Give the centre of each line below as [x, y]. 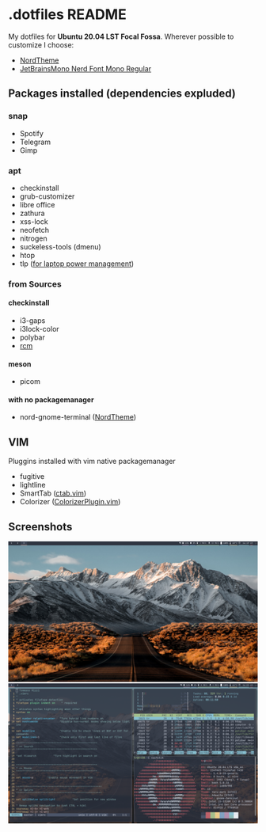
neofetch [34, 230]
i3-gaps [32, 321]
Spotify [31, 133]
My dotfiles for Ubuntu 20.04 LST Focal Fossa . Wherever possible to [121, 36]
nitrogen [33, 238]
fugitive [32, 477]
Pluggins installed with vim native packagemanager [92, 462]
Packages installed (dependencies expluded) [122, 94]
